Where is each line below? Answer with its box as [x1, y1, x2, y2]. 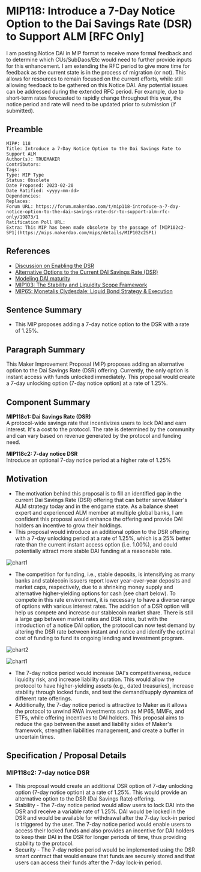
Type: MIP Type [6, 172, 44, 178]
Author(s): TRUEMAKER [6, 156, 61, 162]
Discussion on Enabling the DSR [14, 262, 95, 269]
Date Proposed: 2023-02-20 [6, 182, 74, 189]
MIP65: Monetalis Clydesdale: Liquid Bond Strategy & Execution [14, 287, 173, 295]
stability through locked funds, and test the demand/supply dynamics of [14, 688, 194, 695]
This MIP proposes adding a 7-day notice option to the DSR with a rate [14, 321, 190, 328]
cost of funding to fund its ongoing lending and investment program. [14, 634, 184, 641]
